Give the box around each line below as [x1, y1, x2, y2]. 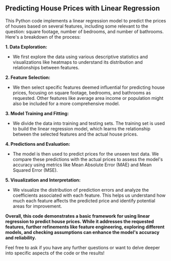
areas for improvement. [12, 203, 62, 209]
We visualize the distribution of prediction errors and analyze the [12, 187, 149, 193]
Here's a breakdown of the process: [5, 34, 81, 40]
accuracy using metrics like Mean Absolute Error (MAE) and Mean [12, 162, 152, 168]
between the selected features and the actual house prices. [12, 131, 138, 137]
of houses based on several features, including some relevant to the [5, 23, 149, 29]
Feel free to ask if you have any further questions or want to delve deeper [5, 244, 160, 250]
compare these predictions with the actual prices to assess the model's [12, 156, 163, 162]
